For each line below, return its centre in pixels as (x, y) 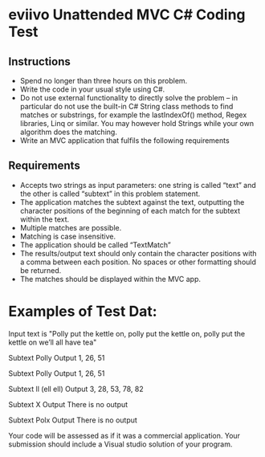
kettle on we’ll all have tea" (53, 342)
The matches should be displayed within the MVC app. (110, 279)
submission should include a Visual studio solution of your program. (120, 444)
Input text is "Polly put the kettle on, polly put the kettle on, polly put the (127, 333)
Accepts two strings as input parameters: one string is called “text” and (138, 185)
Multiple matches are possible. (71, 227)
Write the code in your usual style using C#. (92, 89)
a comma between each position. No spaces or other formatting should (138, 262)
